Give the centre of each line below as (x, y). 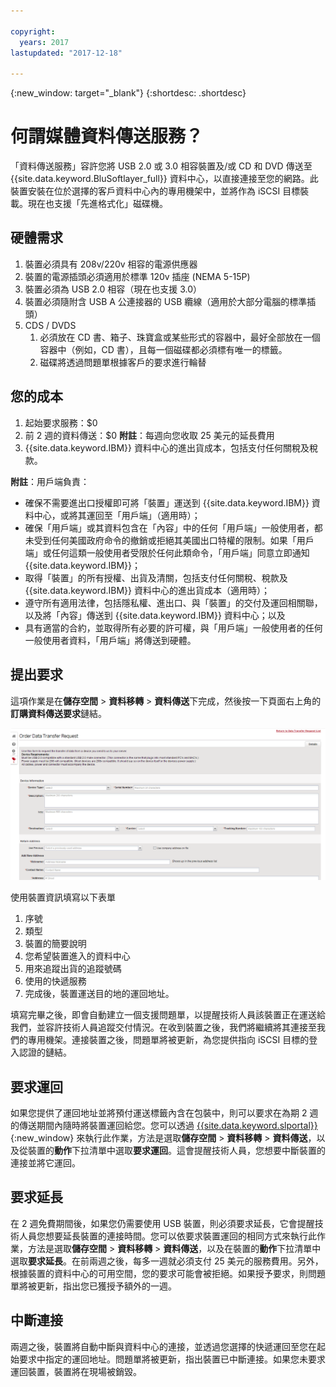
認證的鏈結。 (45, 1052)
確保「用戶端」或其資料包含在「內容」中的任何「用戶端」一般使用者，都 (173, 527)
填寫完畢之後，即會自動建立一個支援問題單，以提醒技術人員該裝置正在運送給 (168, 1015)
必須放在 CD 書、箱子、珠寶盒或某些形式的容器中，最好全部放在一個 (180, 337)
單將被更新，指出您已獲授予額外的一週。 (93, 1286)
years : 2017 (44, 42)
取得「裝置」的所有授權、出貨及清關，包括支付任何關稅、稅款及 (156, 577)
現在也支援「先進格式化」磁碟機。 (97, 204)
